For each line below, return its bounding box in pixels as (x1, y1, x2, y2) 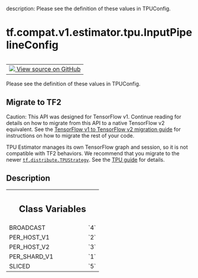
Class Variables (18, 203, 87, 215)
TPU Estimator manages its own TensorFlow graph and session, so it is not (6, 143, 188, 151)
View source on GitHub (17, 65, 81, 73)
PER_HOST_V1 (9, 234, 50, 242)
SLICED (9, 262, 31, 270)
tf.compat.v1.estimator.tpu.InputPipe (6, 26, 193, 39)
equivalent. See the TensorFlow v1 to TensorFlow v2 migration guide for (6, 126, 181, 133)
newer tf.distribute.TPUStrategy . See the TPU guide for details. (6, 156, 165, 163)
